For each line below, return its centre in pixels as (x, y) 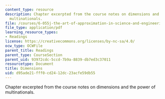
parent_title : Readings (29, 50)
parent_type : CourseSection (34, 55)
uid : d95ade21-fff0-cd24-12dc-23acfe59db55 (50, 73)
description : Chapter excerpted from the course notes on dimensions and (82, 14)
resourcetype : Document (29, 64)
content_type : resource (29, 10)
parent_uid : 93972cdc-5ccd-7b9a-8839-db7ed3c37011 (58, 59)
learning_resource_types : (31, 32)
